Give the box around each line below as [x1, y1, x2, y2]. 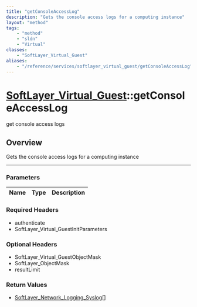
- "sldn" [16, 36, 38, 42]
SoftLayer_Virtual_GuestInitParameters [14, 225, 107, 232]
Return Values [6, 281, 47, 289]
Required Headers [6, 206, 59, 214]
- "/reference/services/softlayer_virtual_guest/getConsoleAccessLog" [16, 63, 193, 69]
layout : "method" [6, 19, 49, 25]
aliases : [6, 58, 28, 64]
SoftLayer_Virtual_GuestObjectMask [14, 253, 101, 261]
